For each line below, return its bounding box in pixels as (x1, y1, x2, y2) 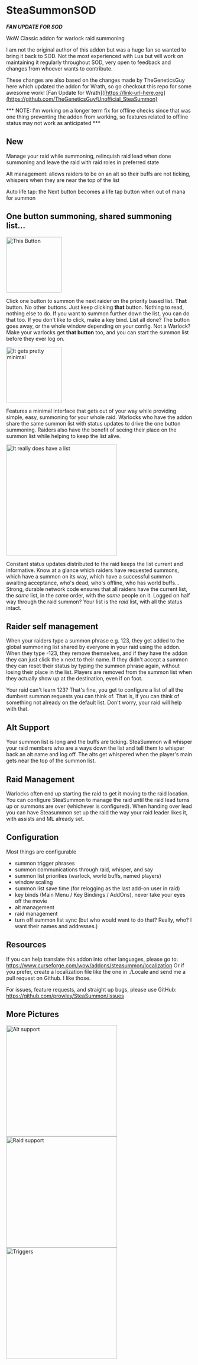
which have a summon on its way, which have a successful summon (6, 573, 173, 580)
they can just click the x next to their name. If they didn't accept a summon (6, 656, 188, 663)
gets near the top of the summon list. (6, 757, 96, 765)
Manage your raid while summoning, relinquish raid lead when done (6, 152, 171, 159)
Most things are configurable (6, 848, 77, 855)
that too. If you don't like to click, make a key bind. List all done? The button (6, 316, 190, 323)
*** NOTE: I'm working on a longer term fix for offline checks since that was (6, 107, 191, 114)
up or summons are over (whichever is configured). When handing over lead (6, 803, 192, 810)
